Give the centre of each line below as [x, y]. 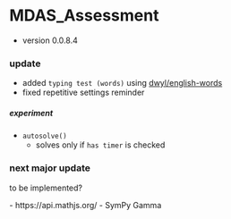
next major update [50, 168]
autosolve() [44, 136]
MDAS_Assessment [84, 16]
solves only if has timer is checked [100, 145]
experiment [31, 113]
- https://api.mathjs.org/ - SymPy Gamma [86, 205]
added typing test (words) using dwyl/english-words [122, 83]
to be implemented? [46, 188]
